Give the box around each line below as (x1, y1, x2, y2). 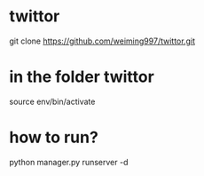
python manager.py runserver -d (9, 156, 129, 167)
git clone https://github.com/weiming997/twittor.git (9, 36, 195, 46)
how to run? (9, 127, 99, 148)
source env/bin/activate (9, 96, 96, 107)
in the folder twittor (9, 67, 155, 87)
